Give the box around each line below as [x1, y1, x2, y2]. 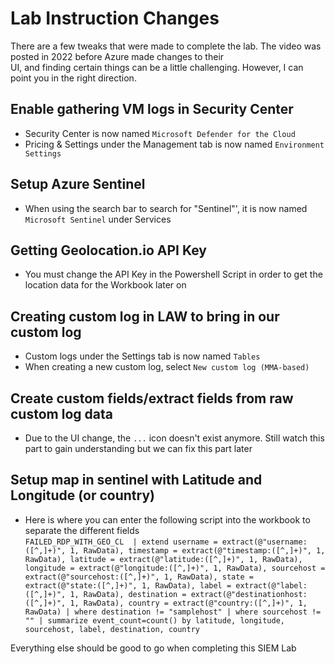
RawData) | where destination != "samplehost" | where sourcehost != [24, 607, 322, 617]
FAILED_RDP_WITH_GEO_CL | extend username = [24, 537, 218, 547]
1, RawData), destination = [69, 589, 187, 599]
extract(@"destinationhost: [190, 589, 308, 599]
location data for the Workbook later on [24, 279, 187, 291]
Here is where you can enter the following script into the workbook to [24, 513, 311, 526]
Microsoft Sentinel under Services [24, 213, 172, 225]
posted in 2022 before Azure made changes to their [10, 50, 225, 62]
